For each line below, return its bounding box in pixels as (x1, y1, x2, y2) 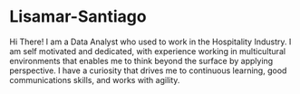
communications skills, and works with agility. (9, 74, 180, 85)
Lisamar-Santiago (9, 6, 147, 27)
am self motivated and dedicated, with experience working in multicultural (9, 45, 286, 56)
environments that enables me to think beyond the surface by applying (9, 55, 274, 66)
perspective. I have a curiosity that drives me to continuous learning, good (9, 65, 287, 76)
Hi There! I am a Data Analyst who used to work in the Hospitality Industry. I (9, 36, 292, 47)
